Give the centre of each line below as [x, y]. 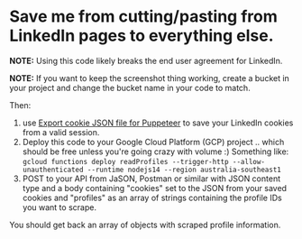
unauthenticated [53, 170]
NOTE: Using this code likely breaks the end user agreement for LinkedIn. [146, 60]
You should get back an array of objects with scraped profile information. [145, 225]
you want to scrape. [59, 207]
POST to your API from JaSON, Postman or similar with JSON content [151, 179]
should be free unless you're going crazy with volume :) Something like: [156, 152]
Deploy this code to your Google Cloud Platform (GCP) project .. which [153, 142]
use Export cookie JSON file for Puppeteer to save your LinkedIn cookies [158, 123]
